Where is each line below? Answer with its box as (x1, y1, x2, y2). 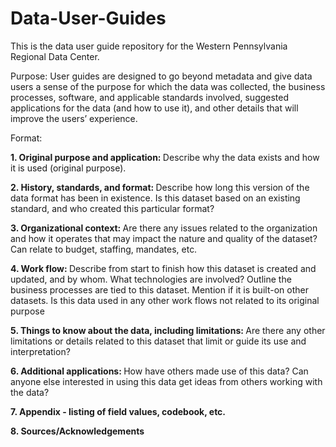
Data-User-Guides (10, 7, 167, 30)
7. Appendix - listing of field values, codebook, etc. (10, 405, 227, 417)
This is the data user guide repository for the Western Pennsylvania (10, 40, 288, 52)
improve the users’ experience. (10, 112, 138, 124)
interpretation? (10, 345, 71, 357)
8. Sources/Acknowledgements (10, 425, 145, 437)
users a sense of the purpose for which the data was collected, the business (10, 80, 326, 92)
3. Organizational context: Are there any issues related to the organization (10, 222, 318, 234)
